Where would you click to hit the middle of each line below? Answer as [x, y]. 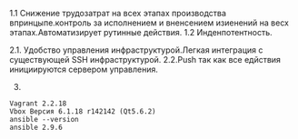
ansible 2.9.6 [36, 127]
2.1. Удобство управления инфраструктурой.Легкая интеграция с [136, 50]
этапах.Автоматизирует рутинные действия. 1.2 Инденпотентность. [141, 32]
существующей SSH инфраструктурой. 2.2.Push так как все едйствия [145, 60]
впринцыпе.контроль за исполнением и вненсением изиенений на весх [149, 23]
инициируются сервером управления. [84, 69]
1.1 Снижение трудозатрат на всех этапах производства [118, 13]
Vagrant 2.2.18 [38, 104]
